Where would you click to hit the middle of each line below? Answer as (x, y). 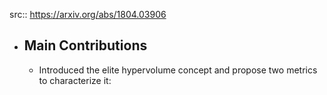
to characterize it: (75, 80)
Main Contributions (85, 45)
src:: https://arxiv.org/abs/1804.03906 (88, 14)
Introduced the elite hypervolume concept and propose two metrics (178, 70)
